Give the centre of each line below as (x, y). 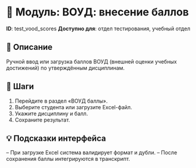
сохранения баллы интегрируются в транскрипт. (68, 159)
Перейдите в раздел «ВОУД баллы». (61, 101)
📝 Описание (29, 47)
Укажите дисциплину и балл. (51, 113)
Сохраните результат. (42, 120)
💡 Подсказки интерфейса (56, 138)
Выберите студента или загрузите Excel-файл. (73, 107)
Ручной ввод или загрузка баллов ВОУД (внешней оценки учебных (91, 61)
